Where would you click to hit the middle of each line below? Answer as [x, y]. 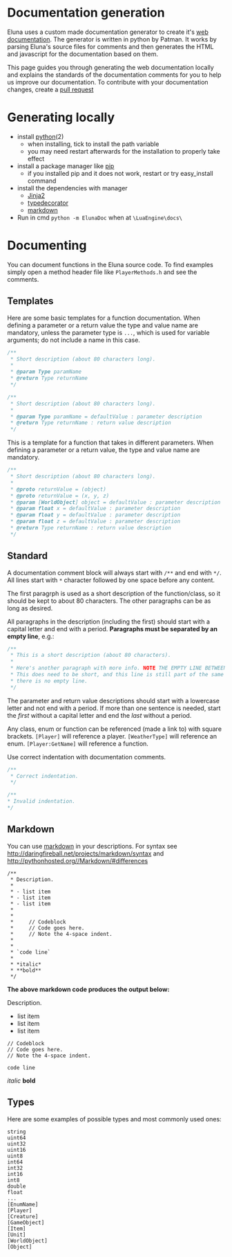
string [17, 1132]
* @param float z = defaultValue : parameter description [95, 522]
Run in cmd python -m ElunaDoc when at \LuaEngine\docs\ [100, 217]
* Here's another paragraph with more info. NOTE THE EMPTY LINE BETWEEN [118, 668]
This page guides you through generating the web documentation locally [110, 67]
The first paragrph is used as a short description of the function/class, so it [114, 593]
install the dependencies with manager [72, 188]
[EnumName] [23, 1204]
